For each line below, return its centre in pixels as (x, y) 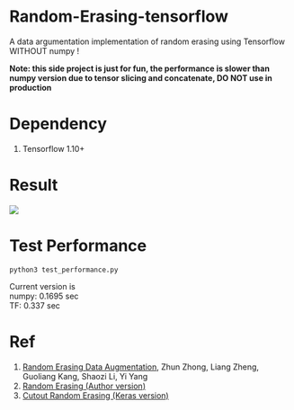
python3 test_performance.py (64, 270)
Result (34, 185)
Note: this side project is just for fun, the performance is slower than (139, 68)
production (31, 87)
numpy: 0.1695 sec (44, 296)
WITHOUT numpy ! (45, 50)
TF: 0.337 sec (35, 305)
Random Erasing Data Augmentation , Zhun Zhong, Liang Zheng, (140, 367)
